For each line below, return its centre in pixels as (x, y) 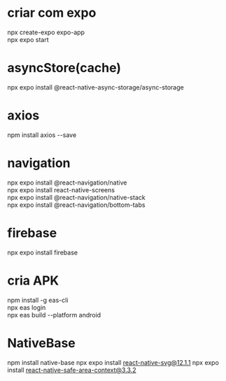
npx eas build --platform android (54, 315)
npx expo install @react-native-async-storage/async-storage (96, 87)
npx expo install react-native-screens (61, 189)
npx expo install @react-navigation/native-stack (76, 197)
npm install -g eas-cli (38, 300)
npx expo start (28, 39)
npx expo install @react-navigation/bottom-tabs (76, 205)
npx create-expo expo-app (46, 32)
